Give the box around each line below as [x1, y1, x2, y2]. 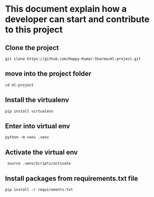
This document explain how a [5, 3, 127, 15]
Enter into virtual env [5, 122, 70, 130]
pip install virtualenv [5, 109, 54, 114]
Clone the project [5, 43, 59, 52]
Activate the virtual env [5, 148, 78, 157]
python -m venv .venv [5, 135, 49, 140]
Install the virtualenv [5, 96, 69, 104]
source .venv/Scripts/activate [7, 161, 71, 166]
